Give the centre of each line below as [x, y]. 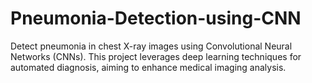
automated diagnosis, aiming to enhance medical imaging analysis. [148, 67]
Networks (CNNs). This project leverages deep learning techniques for [156, 56]
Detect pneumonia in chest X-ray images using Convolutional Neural [151, 46]
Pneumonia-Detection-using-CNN [156, 18]
